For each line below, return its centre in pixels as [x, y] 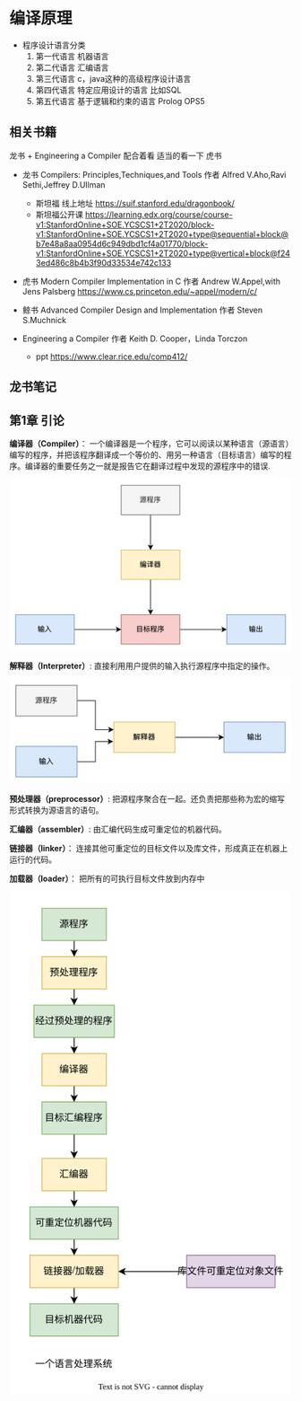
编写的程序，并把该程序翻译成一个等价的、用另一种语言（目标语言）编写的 [146, 454]
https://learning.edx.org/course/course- [159, 214]
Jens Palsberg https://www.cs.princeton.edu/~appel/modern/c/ [140, 291]
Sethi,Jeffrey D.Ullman [64, 184]
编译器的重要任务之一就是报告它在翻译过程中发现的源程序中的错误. [148, 466]
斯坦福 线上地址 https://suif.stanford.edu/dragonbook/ [135, 203]
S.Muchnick [44, 320]
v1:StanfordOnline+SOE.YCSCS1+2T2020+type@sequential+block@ [162, 233]
